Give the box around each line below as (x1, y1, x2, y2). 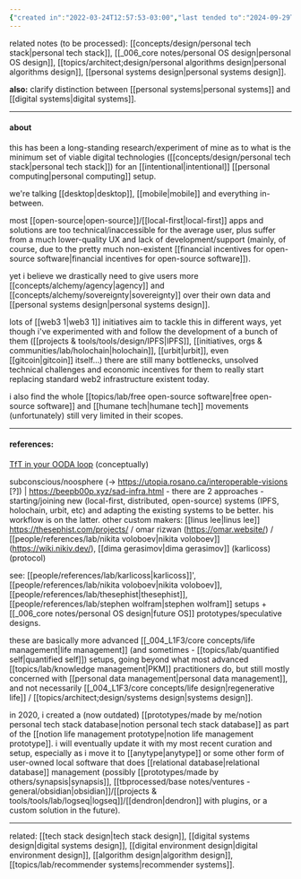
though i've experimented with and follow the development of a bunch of (9, 326, 279, 336)
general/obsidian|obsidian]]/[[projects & (9, 786, 157, 796)
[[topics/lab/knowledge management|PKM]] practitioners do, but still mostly (9, 664, 290, 674)
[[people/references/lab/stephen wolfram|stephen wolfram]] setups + (9, 598, 267, 610)
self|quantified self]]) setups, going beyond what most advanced (9, 654, 249, 665)
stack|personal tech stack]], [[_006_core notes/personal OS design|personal (9, 47, 291, 58)
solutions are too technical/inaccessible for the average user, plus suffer (9, 224, 276, 235)
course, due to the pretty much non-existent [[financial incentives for (9, 243, 264, 254)
